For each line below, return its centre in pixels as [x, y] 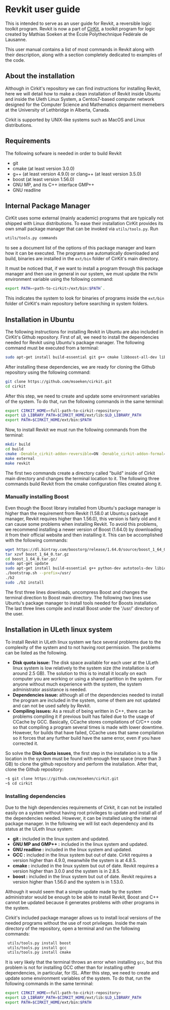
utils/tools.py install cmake [39, 952]
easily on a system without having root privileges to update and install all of [84, 813]
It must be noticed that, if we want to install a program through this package [84, 268]
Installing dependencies [35, 796]
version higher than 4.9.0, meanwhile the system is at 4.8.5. [75, 860]
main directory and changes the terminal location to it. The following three [82, 478]
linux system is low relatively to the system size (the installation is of [83, 668]
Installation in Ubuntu [40, 320]
